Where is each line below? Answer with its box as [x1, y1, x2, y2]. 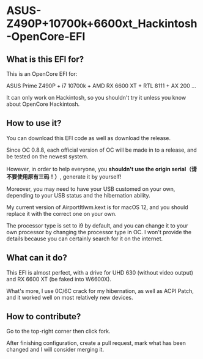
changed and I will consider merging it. [6, 346, 105, 353]
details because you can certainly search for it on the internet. [6, 235, 163, 242]
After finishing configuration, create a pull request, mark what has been [6, 339, 186, 347]
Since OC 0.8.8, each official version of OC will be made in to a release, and [6, 146, 197, 154]
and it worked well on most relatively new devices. [6, 294, 133, 301]
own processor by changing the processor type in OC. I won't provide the [6, 228, 192, 235]
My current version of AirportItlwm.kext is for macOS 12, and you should [6, 203, 188, 211]
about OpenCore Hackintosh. [6, 100, 80, 108]
